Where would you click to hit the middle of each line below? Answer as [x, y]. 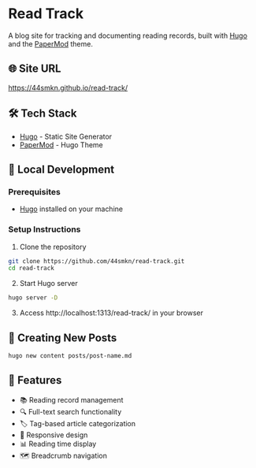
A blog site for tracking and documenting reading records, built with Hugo [128, 35]
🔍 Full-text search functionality [70, 411]
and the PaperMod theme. [50, 43]
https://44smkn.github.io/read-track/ [68, 87]
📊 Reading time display [58, 444]
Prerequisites [34, 191]
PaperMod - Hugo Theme [61, 145]
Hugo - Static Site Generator [66, 136]
